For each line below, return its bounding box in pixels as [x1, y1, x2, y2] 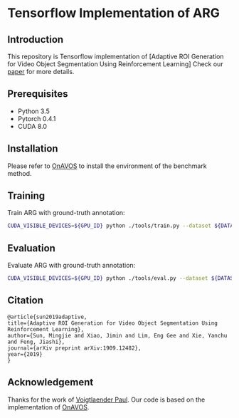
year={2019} [7, 350, 43, 357]
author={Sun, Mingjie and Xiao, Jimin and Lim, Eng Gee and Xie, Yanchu [7, 332, 228, 339]
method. [7, 169, 32, 177]
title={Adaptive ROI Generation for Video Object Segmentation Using [7, 319, 218, 327]
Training [7, 190, 46, 202]
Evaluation [7, 242, 55, 254]
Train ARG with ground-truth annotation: [7, 209, 126, 217]
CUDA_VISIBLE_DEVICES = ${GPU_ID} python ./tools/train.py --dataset [7, 222, 212, 229]
